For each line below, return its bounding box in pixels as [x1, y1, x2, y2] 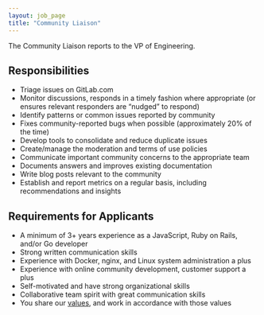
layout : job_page [8, 11, 66, 20]
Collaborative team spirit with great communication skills [19, 290, 206, 299]
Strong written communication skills [19, 247, 138, 257]
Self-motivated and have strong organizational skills [19, 282, 191, 291]
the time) [19, 127, 50, 137]
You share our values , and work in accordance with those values [19, 298, 232, 308]
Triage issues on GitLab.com [19, 85, 114, 95]
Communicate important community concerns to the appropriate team [19, 153, 250, 162]
